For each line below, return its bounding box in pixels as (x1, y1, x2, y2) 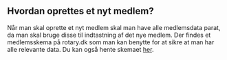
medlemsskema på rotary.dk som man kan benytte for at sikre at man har (7, 37, 215, 46)
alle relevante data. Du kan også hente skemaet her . (7, 45, 154, 53)
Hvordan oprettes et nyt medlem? (7, 5, 154, 17)
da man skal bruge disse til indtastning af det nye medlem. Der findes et (7, 31, 211, 39)
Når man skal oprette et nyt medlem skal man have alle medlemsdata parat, (7, 23, 221, 31)
